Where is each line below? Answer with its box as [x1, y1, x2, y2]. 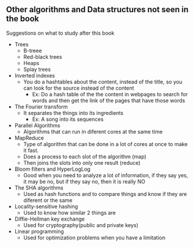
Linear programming [14, 228, 64, 235]
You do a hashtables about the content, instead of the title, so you [23, 78, 183, 85]
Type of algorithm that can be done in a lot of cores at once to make [23, 140, 188, 147]
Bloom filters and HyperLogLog [14, 165, 91, 172]
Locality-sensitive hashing [14, 202, 78, 210]
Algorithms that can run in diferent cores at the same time [23, 128, 163, 135]
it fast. [23, 147, 39, 154]
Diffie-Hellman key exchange [14, 215, 85, 222]
